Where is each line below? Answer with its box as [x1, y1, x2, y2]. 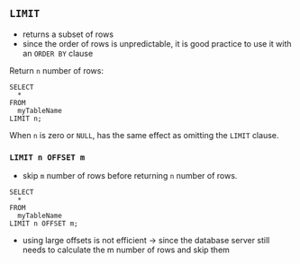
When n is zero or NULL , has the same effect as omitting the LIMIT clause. [9, 129, 279, 140]
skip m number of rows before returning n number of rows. [22, 171, 238, 181]
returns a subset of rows [22, 29, 114, 40]
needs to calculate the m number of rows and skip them [22, 244, 230, 255]
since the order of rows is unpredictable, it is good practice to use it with [22, 38, 292, 48]
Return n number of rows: [9, 65, 104, 75]
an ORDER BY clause [22, 48, 94, 58]
